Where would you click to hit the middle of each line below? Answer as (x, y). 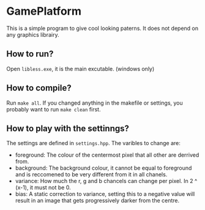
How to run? (30, 54)
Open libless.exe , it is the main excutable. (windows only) (80, 69)
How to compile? (39, 88)
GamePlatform (44, 11)
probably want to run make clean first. (54, 109)
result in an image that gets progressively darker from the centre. (97, 201)
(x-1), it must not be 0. (43, 187)
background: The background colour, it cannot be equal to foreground (103, 168)
